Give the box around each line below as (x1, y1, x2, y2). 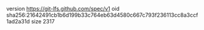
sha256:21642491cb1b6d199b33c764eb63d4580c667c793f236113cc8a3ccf (6, 11, 199, 19)
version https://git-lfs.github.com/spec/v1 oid (6, 5, 120, 12)
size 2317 (31, 18, 55, 25)
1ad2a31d (6, 18, 30, 25)
